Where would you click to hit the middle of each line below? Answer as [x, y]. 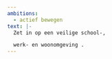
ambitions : [23, 13]
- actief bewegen [38, 20]
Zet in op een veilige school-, [60, 33]
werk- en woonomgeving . [49, 45]
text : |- [20, 26]
